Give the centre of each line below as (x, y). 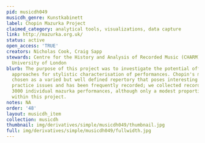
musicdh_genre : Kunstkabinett (45, 18)
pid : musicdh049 (27, 12)
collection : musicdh (33, 119)
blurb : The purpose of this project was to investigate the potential (98, 68)
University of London (39, 63)
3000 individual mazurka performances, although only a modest (94, 91)
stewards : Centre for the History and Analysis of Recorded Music (92, 57)
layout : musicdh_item (34, 114)
